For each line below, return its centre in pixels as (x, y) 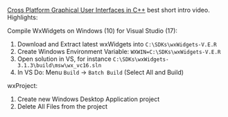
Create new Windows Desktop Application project (88, 99)
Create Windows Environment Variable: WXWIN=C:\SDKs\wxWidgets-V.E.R (119, 52)
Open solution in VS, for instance (64, 59)
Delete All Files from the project (62, 106)
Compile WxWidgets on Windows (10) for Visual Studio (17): (93, 31)
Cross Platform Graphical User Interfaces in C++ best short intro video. (108, 10)
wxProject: (23, 85)
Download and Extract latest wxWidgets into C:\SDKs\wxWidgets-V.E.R (117, 44)
